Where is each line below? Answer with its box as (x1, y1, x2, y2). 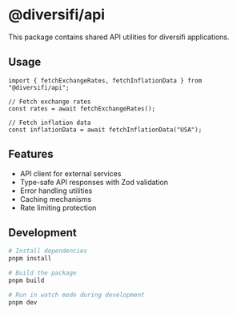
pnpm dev (8, 298, 38, 306)
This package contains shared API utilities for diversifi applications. (8, 32, 230, 42)
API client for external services (19, 168, 122, 178)
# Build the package (8, 269, 78, 277)
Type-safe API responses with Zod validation (19, 177, 168, 187)
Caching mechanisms (19, 194, 92, 203)
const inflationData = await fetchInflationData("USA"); (8, 126, 203, 134)
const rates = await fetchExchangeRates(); (8, 104, 156, 113)
